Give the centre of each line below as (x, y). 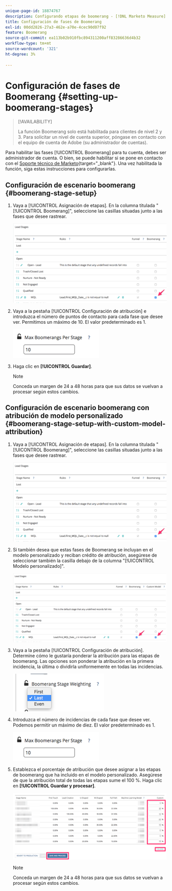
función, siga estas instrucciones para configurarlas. (61, 169)
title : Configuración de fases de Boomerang (53, 22)
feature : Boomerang (26, 33)
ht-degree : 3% (20, 54)
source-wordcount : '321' (32, 49)
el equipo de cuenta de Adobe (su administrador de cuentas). (83, 143)
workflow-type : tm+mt (28, 44)
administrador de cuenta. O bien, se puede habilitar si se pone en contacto (84, 158)
